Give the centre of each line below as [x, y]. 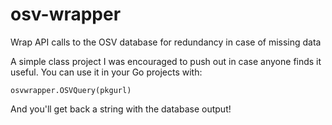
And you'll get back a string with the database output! [121, 109]
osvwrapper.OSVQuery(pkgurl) [71, 90]
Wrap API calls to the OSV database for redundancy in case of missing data [166, 42]
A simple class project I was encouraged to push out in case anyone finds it [166, 61]
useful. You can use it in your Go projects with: [106, 72]
